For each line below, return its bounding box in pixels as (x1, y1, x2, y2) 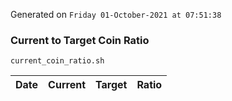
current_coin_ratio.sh (10, 56, 105, 66)
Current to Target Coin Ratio (10, 33, 150, 47)
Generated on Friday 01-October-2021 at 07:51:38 (10, 9, 222, 20)
